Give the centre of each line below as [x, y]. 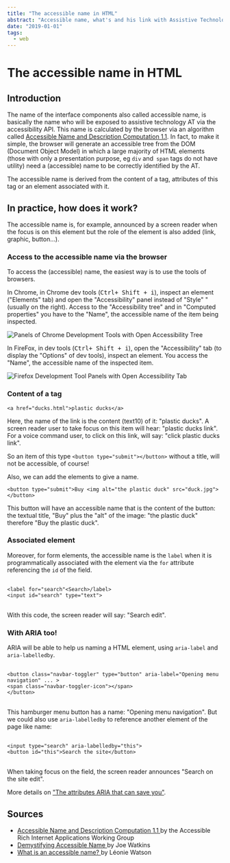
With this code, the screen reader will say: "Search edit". [87, 614]
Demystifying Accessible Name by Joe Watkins [84, 844]
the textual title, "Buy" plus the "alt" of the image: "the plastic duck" [103, 515]
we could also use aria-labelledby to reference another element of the [107, 720]
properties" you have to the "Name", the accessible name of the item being [113, 314]
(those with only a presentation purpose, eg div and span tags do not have [112, 159]
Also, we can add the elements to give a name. [73, 476]
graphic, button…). [33, 239]
